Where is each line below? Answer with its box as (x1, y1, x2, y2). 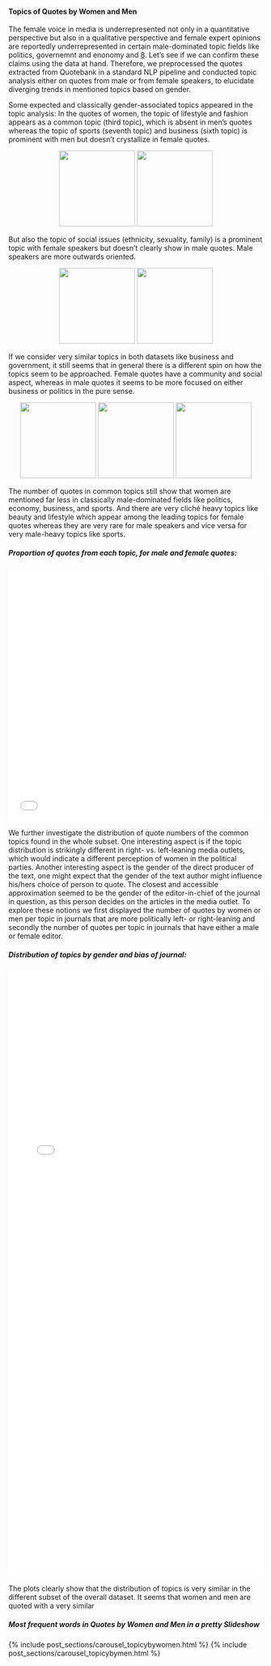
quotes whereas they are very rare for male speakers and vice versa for (8, 521, 248, 531)
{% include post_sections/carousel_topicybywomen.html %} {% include (8, 1640, 248, 1650)
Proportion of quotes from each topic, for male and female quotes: (8, 548, 237, 557)
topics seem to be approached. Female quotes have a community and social (8, 369, 263, 379)
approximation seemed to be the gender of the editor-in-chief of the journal (8, 888, 260, 898)
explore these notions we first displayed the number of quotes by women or (8, 906, 261, 915)
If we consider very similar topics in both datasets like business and (8, 352, 235, 362)
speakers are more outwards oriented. (8, 252, 136, 262)
